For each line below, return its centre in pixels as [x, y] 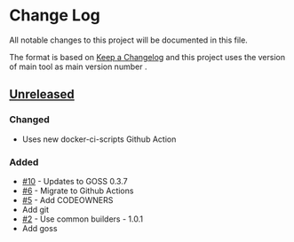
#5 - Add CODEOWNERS [68, 199]
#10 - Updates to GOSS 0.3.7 [75, 181]
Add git [36, 209]
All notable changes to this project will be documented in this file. [129, 40]
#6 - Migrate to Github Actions [78, 191]
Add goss [40, 228]
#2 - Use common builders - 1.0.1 [83, 219]
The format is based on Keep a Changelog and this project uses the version [147, 57]
